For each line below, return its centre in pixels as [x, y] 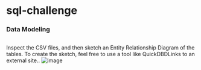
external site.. [23, 60]
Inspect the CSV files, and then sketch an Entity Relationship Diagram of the [101, 47]
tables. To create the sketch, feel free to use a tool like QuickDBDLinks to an [101, 54]
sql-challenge [42, 11]
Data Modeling [28, 30]
